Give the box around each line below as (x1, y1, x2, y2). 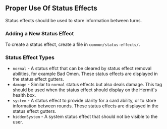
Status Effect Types (5, 54, 54, 61)
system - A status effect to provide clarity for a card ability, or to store (12, 98, 156, 104)
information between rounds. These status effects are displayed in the (12, 103, 159, 109)
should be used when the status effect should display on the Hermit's (12, 87, 157, 93)
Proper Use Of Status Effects (5, 4, 97, 13)
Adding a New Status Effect (5, 30, 74, 37)
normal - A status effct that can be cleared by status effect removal (12, 66, 152, 72)
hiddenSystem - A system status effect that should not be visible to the (12, 113, 158, 120)
